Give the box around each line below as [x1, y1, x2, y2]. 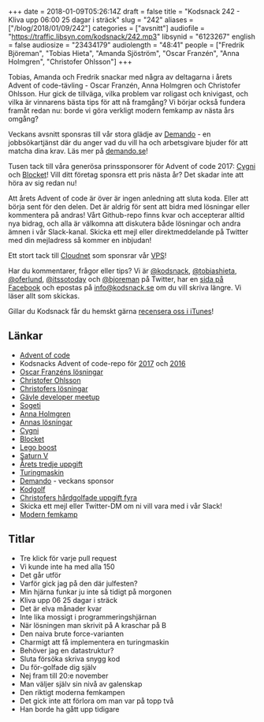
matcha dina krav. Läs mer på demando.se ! [8, 146, 148, 155]
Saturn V [19, 451, 49, 460]
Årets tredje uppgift [19, 459, 83, 469]
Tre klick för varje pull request [19, 553, 117, 563]
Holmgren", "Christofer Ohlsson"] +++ [8, 57, 132, 66]
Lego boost [19, 442, 58, 452]
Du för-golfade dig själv [19, 662, 97, 671]
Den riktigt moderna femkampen [19, 687, 125, 697]
